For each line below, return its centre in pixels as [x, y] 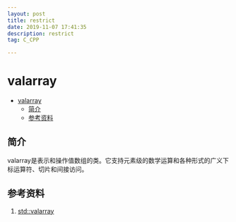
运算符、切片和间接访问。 [51, 169]
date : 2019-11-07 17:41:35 [47, 27]
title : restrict [31, 20]
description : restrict [41, 33]
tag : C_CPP [23, 40]
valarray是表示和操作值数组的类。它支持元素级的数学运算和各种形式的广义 [115, 160]
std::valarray [36, 211]
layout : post [26, 14]
